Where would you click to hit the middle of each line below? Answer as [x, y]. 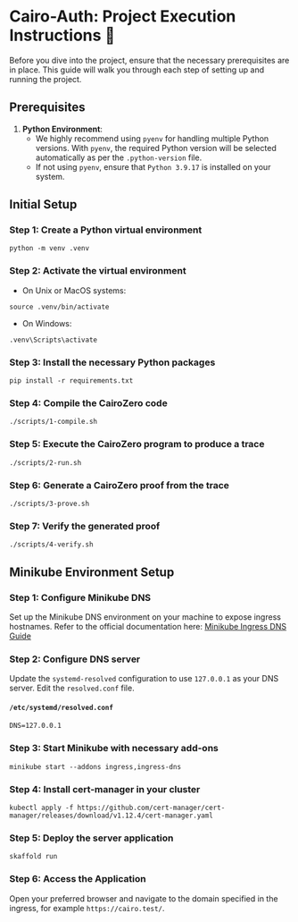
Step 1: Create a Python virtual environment [106, 230]
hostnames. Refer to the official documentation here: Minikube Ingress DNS [148, 626]
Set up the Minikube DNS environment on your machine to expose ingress [145, 617]
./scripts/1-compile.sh [54, 422]
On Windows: [47, 323]
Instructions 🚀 [62, 35]
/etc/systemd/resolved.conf [62, 707]
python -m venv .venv [50, 249]
